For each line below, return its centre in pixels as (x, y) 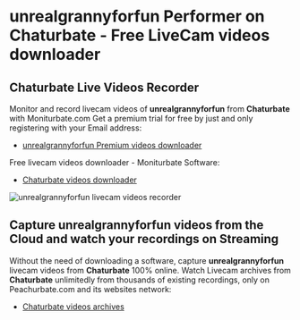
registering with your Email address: (76, 128)
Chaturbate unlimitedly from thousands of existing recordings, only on (140, 280)
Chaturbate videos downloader (79, 180)
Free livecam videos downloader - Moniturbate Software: (115, 162)
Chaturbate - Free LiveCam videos (140, 35)
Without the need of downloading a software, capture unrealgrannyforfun (147, 260)
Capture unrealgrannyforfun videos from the (137, 225)
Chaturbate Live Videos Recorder (104, 87)
